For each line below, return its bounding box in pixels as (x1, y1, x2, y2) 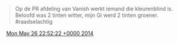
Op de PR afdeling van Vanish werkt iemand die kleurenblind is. (15, 5, 173, 12)
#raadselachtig (15, 18, 53, 25)
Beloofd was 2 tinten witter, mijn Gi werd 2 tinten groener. (15, 12, 159, 19)
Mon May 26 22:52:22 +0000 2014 (5, 30, 94, 37)
